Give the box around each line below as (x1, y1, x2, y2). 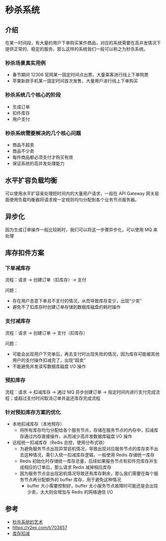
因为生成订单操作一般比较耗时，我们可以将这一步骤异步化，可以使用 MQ (5, 226, 152, 233)
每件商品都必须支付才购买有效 (12, 154, 73, 160)
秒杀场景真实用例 (5, 59, 46, 66)
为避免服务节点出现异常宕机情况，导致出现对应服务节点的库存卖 (19, 446, 150, 452)
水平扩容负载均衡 (5, 176, 57, 185)
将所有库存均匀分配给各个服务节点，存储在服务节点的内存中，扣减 (19, 427, 154, 433)
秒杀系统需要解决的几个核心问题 (5, 130, 82, 137)
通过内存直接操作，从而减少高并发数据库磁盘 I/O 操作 (24, 434, 132, 440)
